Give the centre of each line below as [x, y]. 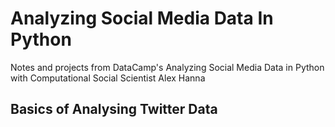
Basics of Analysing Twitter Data [114, 109]
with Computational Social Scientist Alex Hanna [108, 78]
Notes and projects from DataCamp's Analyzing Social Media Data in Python [167, 67]
